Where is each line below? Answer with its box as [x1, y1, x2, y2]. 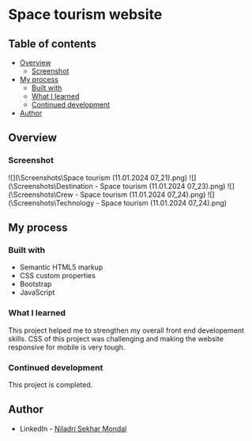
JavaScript [19, 288, 55, 297]
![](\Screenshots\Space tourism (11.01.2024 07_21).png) [8, 172, 188, 183]
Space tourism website [8, 6, 163, 24]
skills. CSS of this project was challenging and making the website [8, 334, 224, 343]
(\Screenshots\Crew [8, 190, 73, 199]
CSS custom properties [19, 271, 96, 281]
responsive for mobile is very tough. [8, 342, 126, 352]
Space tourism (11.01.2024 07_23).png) [100, 181, 226, 190]
